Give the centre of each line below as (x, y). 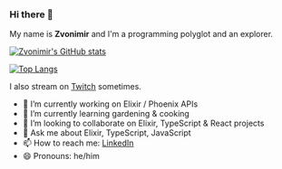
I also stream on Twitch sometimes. (76, 87)
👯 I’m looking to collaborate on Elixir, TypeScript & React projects (143, 123)
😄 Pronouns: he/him (61, 156)
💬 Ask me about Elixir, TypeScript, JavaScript (107, 133)
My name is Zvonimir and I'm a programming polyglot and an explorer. (141, 34)
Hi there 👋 (32, 14)
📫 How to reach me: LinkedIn (78, 143)
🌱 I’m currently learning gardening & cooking (106, 114)
